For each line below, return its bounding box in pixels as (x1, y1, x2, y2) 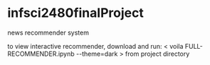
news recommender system (7, 28, 89, 37)
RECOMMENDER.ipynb (7, 49, 75, 58)
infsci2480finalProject (7, 5, 144, 21)
